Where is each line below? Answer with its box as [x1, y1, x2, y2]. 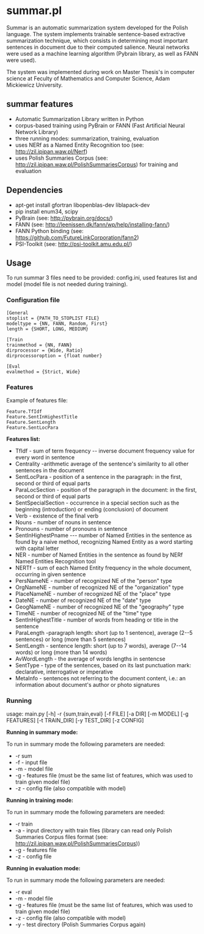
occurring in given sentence [15, 570, 86, 578]
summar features [6, 99, 73, 109]
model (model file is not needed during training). [6, 281, 128, 288]
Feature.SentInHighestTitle [6, 413, 78, 420]
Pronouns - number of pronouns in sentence [15, 525, 128, 532]
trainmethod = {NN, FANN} [6, 342, 72, 348]
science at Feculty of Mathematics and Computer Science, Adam [6, 75, 170, 82]
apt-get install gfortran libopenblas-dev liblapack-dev [15, 201, 150, 209]
